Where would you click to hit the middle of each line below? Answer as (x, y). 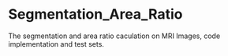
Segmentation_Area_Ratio (95, 14)
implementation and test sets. (56, 44)
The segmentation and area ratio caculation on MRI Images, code (114, 36)
